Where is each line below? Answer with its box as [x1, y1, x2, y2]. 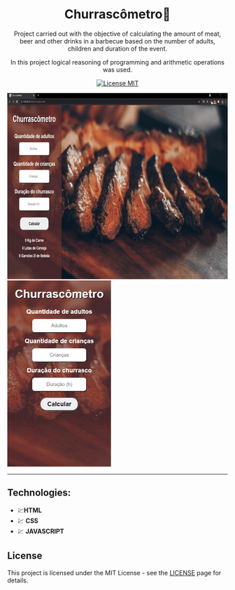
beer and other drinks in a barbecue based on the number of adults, [20, 36, 215, 45]
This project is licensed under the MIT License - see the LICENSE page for [7, 568, 222, 577]
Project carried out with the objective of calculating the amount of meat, [13, 29, 222, 38]
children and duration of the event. [67, 44, 168, 53]
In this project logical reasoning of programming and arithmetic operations [10, 57, 225, 66]
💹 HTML [17, 506, 42, 514]
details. [7, 576, 29, 584]
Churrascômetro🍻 [64, 6, 171, 22]
